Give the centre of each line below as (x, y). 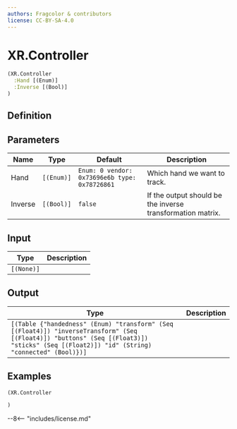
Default (109, 159)
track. (157, 182)
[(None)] (25, 268)
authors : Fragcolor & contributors (60, 14)
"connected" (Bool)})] (49, 352)
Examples (29, 376)
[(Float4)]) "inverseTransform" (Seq (74, 331)
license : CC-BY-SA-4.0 (41, 20)
